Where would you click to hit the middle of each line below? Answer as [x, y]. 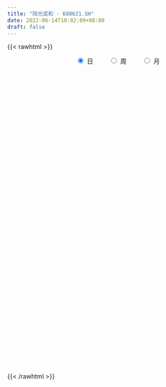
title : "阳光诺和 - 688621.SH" [51, 14]
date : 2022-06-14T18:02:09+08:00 [56, 20]
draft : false [26, 27]
